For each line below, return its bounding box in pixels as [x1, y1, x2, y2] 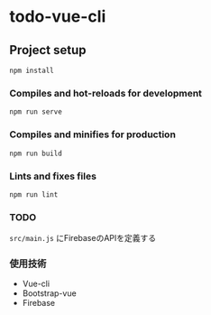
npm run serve [9, 107, 63, 116]
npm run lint [9, 190, 59, 199]
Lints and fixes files [9, 170, 97, 182]
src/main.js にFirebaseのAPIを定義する [9, 233, 157, 244]
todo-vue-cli [9, 6, 106, 27]
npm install [9, 66, 54, 75]
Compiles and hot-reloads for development [9, 87, 203, 99]
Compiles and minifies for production [9, 128, 176, 141]
